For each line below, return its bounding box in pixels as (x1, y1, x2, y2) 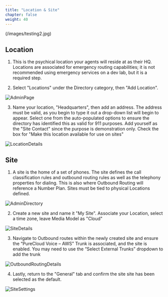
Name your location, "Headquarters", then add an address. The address (12, 104, 162, 110)
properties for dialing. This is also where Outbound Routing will (12, 180, 144, 186)
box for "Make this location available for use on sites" (12, 131, 124, 137)
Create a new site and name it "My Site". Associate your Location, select (12, 210, 163, 216)
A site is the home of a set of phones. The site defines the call (12, 169, 141, 175)
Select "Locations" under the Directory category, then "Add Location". (12, 84, 158, 91)
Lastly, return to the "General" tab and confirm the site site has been (12, 271, 155, 277)
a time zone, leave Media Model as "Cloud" (12, 216, 103, 222)
